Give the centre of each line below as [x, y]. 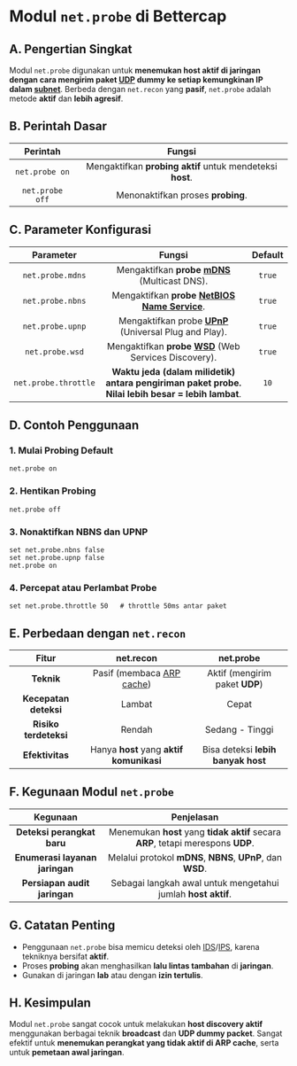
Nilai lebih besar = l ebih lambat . [173, 393]
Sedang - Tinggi [239, 730]
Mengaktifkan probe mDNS [174, 269]
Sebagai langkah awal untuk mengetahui [195, 883]
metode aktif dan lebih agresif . [66, 98]
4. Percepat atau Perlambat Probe [83, 587]
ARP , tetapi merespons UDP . [195, 843]
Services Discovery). [174, 357]
